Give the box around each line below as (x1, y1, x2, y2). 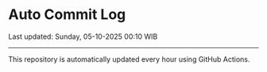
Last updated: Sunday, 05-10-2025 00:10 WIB (8, 32, 158, 41)
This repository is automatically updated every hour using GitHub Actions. (8, 54, 250, 64)
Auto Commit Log (8, 6, 126, 24)
